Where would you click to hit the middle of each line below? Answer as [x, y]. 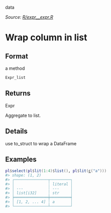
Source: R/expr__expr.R [29, 17]
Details [16, 131]
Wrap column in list [46, 38]
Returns [18, 93]
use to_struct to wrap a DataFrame [41, 143]
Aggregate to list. [23, 115]
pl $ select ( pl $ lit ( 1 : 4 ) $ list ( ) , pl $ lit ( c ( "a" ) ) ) [56, 171]
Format [17, 56]
